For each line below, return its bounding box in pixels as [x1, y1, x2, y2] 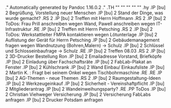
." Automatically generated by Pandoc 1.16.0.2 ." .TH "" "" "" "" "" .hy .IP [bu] [5, 5, 166, 10]
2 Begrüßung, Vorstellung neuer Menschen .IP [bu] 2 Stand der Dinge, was [5, 10, 163, 16]
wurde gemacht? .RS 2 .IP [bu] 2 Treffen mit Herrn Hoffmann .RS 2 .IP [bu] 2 [5, 15, 166, 21]
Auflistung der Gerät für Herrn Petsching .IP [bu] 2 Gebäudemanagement [5, 37, 160, 43]
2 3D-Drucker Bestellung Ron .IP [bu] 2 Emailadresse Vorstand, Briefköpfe [5, 53, 162, 59]
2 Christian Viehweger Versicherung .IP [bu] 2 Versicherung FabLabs [5, 92, 151, 97]
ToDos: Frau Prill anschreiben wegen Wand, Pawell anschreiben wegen [5, 20, 155, 27]
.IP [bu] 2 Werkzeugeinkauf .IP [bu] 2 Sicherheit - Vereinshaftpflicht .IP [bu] [5, 80, 165, 87]
